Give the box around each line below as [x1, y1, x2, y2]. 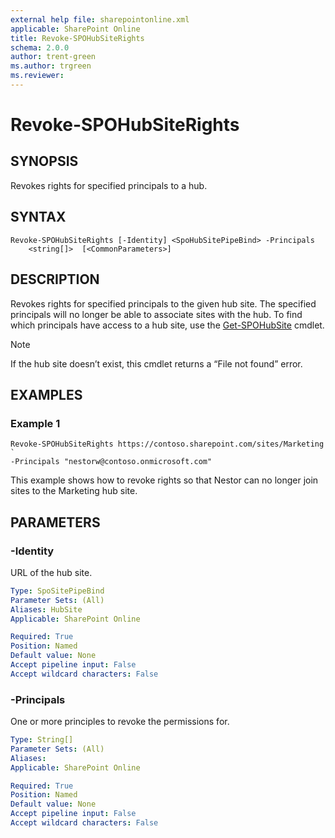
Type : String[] [10, 735, 74, 745]
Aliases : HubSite [10, 604, 83, 615]
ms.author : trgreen [10, 61, 92, 71]
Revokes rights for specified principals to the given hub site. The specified [10, 297, 317, 310]
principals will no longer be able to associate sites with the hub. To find [10, 308, 303, 320]
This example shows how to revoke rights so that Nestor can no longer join [10, 474, 319, 486]
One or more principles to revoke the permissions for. [10, 716, 230, 728]
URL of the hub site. [10, 566, 93, 578]
